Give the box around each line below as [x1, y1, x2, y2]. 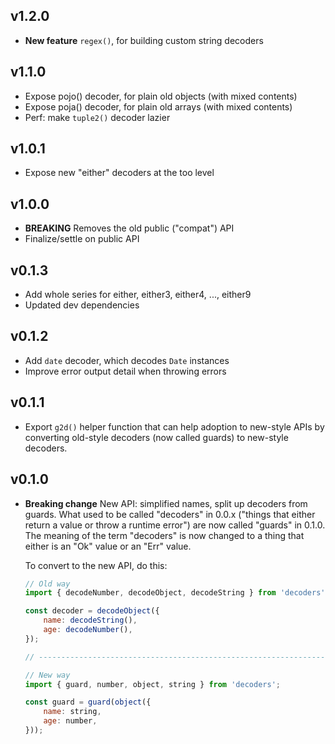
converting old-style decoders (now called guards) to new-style [24, 431, 289, 443]
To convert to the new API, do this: [24, 559, 168, 571]
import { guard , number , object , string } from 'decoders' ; [24, 679, 281, 689]
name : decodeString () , [43, 615, 138, 626]
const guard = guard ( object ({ [24, 697, 152, 708]
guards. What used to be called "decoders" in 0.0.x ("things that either [24, 508, 316, 520]
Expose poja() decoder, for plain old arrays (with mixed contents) [24, 100, 293, 113]
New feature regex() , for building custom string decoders [24, 34, 264, 46]
